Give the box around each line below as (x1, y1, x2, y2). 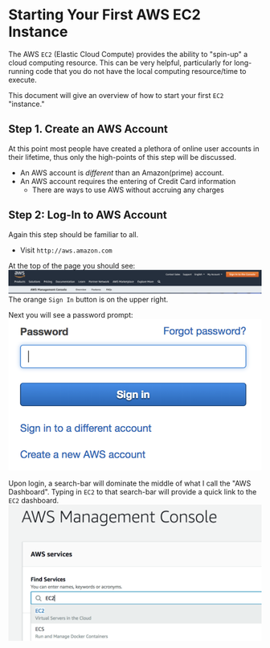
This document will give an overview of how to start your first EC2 (8, 90, 224, 100)
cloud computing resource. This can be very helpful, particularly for (8, 58, 233, 68)
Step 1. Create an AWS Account (8, 122, 169, 136)
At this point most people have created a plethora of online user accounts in (8, 143, 260, 154)
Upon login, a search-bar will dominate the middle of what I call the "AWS (8, 478, 252, 488)
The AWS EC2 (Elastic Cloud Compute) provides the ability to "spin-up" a (8, 49, 248, 59)
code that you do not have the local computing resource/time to (35, 66, 247, 76)
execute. (8, 75, 38, 84)
